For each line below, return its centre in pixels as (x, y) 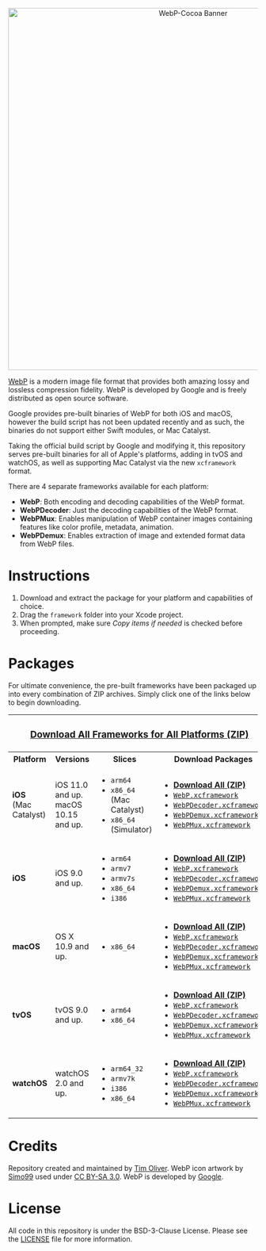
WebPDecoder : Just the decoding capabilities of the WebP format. (129, 510)
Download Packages (213, 759)
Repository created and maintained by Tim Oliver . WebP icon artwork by (126, 1168)
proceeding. (39, 631)
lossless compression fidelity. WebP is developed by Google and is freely (127, 390)
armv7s (123, 878)
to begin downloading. (45, 702)
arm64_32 (127, 1069)
